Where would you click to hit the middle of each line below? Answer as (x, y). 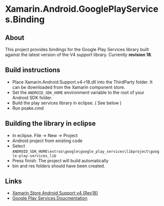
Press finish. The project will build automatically (60, 160)
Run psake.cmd (28, 108)
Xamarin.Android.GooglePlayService (82, 9)
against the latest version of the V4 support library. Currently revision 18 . (79, 55)
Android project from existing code (47, 141)
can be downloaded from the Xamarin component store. (69, 87)
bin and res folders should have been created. (59, 166)
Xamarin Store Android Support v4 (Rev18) (55, 193)
